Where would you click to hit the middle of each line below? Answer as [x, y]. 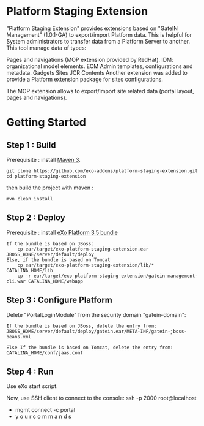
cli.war [16, 281]
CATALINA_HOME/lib [30, 270]
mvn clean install [30, 199]
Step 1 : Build [31, 145]
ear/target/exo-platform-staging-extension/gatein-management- [116, 276]
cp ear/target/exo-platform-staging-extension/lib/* [86, 265]
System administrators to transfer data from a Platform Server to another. [98, 41]
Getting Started [46, 122]
